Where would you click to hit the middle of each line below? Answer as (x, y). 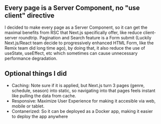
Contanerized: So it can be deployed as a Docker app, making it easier (82, 111)
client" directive (29, 16)
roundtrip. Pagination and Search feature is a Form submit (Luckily (85, 37)
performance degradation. (31, 58)
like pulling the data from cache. (44, 96)
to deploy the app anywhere (40, 116)
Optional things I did (36, 74)
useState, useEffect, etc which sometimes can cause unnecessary (71, 53)
